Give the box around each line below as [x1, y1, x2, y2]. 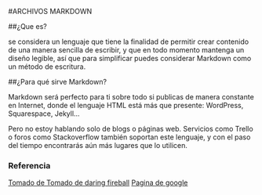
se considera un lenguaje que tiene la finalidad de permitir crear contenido [8, 37, 249, 46]
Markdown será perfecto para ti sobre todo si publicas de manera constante [8, 92, 255, 101]
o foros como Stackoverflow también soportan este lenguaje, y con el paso [8, 132, 251, 142]
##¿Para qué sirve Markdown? [8, 78, 107, 86]
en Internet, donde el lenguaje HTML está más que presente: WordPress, [8, 101, 244, 110]
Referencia [8, 160, 51, 171]
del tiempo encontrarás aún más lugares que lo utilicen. [8, 141, 188, 150]
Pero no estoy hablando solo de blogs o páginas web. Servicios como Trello [8, 125, 253, 133]
